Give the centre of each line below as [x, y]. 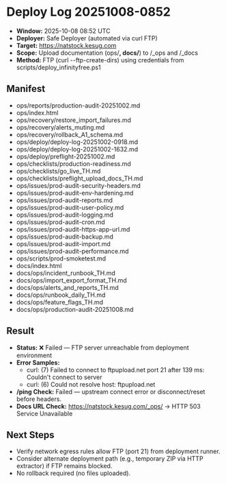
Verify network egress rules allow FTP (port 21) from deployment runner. [118, 451]
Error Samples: [38, 362]
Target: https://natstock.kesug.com [66, 45]
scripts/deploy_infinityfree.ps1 [58, 67]
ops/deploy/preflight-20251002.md [66, 156]
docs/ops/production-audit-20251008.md [75, 309]
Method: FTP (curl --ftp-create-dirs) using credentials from [100, 60]
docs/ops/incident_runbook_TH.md [66, 273]
